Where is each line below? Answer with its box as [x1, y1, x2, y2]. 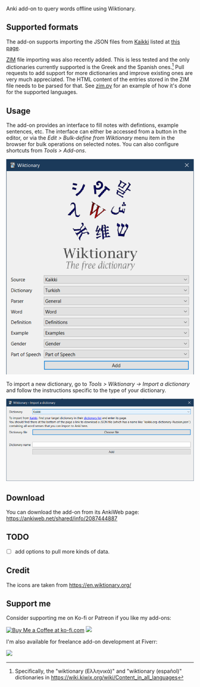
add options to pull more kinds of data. [14, 548, 110, 555]
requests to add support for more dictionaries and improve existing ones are [6, 70, 193, 77]
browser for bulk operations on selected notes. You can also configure [6, 141, 179, 148]
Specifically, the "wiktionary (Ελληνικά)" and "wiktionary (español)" [14, 667, 182, 675]
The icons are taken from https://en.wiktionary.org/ [6, 581, 132, 589]
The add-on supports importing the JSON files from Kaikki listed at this [6, 38, 180, 45]
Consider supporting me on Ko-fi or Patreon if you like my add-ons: [6, 614, 171, 621]
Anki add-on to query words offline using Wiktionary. [6, 5, 136, 12]
